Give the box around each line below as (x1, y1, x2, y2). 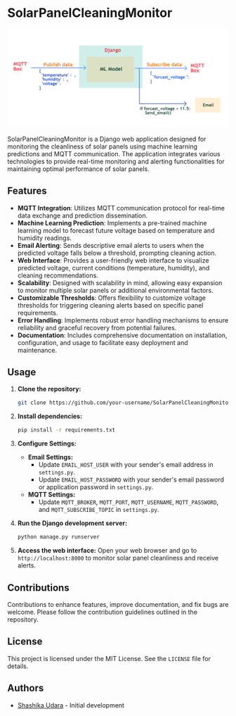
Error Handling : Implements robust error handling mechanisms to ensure (17, 315, 229, 325)
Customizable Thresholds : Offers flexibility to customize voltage (17, 294, 206, 302)
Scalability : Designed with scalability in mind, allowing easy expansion (17, 278, 223, 287)
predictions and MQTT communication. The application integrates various (7, 149, 221, 158)
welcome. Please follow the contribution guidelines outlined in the (7, 608, 198, 616)
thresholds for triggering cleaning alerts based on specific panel (17, 301, 204, 309)
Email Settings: (27, 453, 74, 462)
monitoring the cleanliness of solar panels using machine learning (7, 142, 198, 151)
